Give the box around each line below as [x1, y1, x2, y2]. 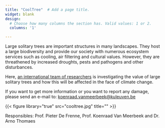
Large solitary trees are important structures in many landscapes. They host [5, 43, 160, 49]
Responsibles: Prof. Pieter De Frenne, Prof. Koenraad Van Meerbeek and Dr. [5, 113, 160, 119]
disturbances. [5, 64, 34, 70]
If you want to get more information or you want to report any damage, [5, 89, 149, 95]
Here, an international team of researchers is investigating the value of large [5, 74, 161, 80]
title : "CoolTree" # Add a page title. [5, 7, 90, 12]
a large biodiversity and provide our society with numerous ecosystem [5, 49, 149, 55]
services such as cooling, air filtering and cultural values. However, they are [5, 54, 160, 60]
